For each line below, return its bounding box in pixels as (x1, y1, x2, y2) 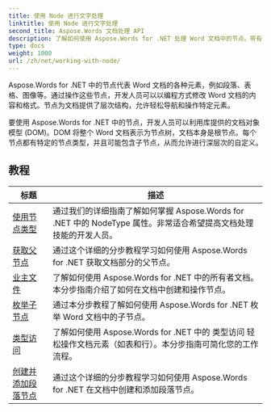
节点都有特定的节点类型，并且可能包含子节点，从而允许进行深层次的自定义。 (8, 137, 263, 147)
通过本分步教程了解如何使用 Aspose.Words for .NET (52, 299, 248, 310)
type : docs (8, 42, 45, 50)
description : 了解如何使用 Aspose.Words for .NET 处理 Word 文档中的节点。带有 (8, 34, 262, 43)
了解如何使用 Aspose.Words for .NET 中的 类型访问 (52, 326, 245, 338)
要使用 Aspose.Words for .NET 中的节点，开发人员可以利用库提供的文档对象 (8, 117, 261, 127)
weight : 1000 (8, 49, 52, 57)
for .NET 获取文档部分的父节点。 (52, 256, 175, 267)
